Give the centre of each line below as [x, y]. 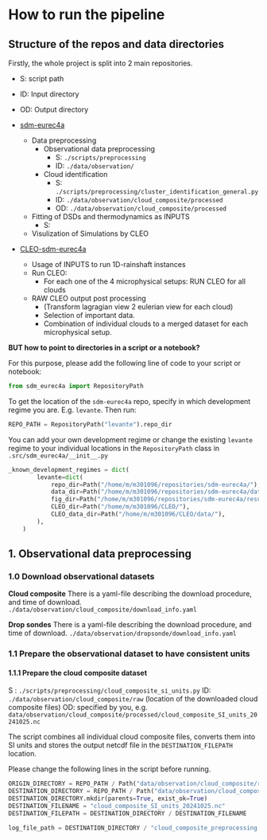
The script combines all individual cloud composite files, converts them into [132, 737]
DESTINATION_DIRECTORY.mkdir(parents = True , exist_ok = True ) [108, 799]
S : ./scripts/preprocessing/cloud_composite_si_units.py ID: [110, 690]
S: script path [42, 79]
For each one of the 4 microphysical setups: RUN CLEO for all [145, 281]
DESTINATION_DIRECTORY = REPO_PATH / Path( [81, 791]
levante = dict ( [60, 477]
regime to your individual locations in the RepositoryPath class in [114, 448]
